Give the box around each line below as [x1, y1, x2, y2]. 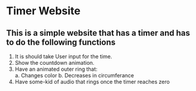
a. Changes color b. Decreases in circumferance [14, 72, 134, 79]
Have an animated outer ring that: [14, 65, 97, 73]
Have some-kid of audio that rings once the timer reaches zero [14, 79, 170, 85]
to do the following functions [6, 37, 116, 47]
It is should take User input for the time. [14, 53, 112, 60]
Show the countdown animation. [14, 59, 94, 66]
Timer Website [6, 4, 81, 18]
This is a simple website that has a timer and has [6, 28, 190, 38]
